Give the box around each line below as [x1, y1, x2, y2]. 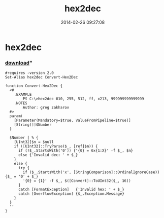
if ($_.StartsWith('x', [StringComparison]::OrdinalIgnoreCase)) [23, 170, 160, 175]
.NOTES [14, 101, 28, 106]
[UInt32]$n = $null [14, 140, 54, 145]
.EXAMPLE [14, 92, 32, 97]
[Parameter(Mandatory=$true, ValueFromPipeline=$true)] [14, 118, 131, 123]
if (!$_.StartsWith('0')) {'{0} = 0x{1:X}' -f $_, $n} [18, 148, 133, 153]
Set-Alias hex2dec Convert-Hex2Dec [5, 75, 78, 80]
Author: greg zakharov [23, 105, 69, 110]
